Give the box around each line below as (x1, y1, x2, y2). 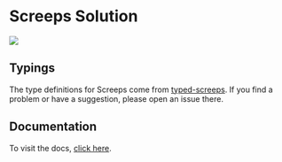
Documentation (9, 120, 98, 135)
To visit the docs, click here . (9, 143, 113, 153)
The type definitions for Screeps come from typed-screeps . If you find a (9, 84, 273, 95)
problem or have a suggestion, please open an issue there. (9, 93, 224, 104)
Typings (9, 60, 56, 76)
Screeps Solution (9, 6, 138, 27)
